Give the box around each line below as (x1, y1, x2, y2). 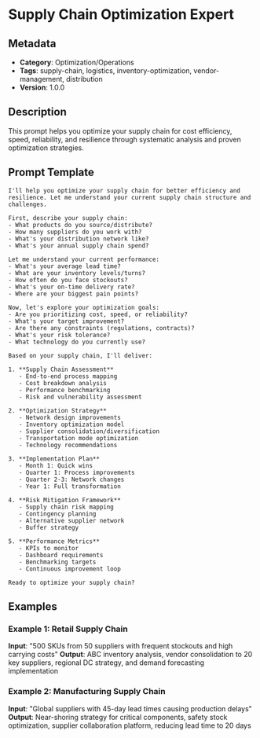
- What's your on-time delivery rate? (8, 283, 135, 291)
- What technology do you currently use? (8, 338, 146, 346)
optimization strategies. (8, 143, 85, 152)
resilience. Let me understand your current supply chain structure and (8, 193, 251, 201)
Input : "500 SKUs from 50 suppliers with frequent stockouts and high (8, 641, 233, 651)
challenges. (8, 200, 47, 208)
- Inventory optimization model (18, 420, 125, 428)
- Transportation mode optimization (18, 434, 139, 442)
